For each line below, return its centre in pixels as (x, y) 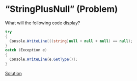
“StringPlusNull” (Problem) (61, 9)
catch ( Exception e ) (26, 50)
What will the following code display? (42, 23)
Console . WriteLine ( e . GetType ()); (44, 60)
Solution (14, 73)
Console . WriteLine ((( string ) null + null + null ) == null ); (71, 41)
